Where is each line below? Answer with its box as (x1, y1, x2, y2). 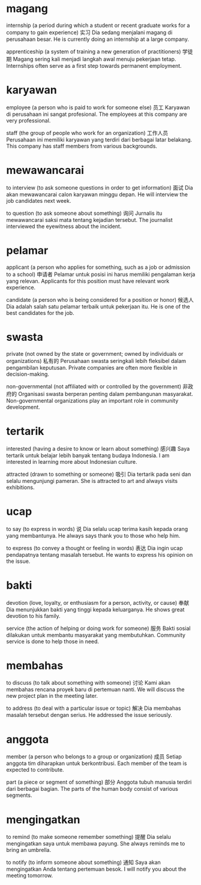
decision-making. (6, 370, 50, 377)
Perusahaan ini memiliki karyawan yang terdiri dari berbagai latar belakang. (6, 136, 193, 143)
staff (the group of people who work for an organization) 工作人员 (6, 129, 169, 136)
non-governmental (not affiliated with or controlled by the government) (6, 383, 182, 390)
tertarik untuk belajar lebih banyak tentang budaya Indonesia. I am (6, 452, 170, 459)
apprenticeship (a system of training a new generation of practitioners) (6, 47, 181, 55)
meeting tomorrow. (6, 872, 53, 879)
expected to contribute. (6, 766, 64, 773)
